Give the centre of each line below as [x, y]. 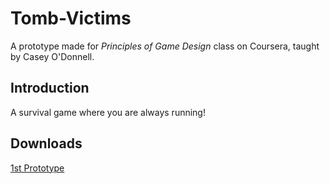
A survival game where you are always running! [108, 112]
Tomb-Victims [71, 18]
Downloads [46, 143]
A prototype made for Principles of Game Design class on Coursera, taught [165, 46]
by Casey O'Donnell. [52, 56]
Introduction [50, 88]
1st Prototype [37, 168]
